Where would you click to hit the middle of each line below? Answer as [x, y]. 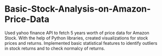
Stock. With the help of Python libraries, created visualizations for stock [76, 38]
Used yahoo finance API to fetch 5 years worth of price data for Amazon [77, 33]
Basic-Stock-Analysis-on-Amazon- [78, 9]
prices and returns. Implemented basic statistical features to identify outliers [81, 43]
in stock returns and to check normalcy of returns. [55, 48]
